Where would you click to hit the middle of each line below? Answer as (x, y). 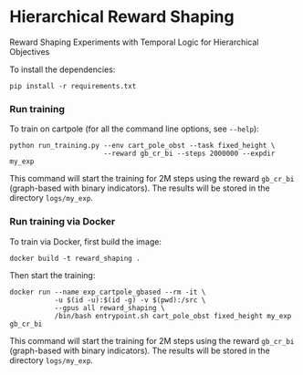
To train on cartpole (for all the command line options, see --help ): (135, 129)
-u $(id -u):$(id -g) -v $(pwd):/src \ (130, 300)
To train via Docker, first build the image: (86, 241)
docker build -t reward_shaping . (75, 258)
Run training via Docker (63, 222)
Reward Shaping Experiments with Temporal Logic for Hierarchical (134, 42)
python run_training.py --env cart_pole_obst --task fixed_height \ (142, 146)
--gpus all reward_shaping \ (110, 307)
